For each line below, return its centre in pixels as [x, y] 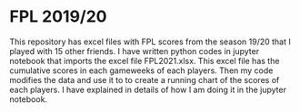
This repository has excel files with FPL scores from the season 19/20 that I [150, 42]
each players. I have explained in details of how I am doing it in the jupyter [148, 89]
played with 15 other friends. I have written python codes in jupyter [135, 51]
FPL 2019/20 [58, 17]
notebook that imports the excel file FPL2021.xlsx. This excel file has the [145, 61]
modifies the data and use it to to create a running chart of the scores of [145, 79]
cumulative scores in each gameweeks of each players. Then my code [141, 70]
